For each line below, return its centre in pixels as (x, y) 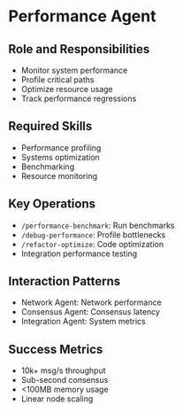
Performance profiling (61, 147)
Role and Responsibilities (79, 49)
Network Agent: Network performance (91, 302)
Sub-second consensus (65, 380)
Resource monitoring (59, 175)
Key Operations (52, 204)
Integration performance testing (79, 253)
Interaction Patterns (65, 281)
